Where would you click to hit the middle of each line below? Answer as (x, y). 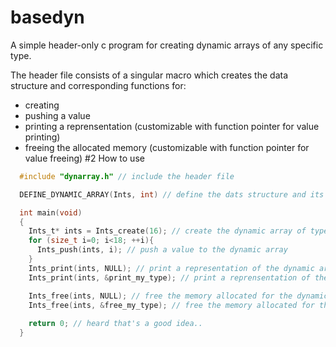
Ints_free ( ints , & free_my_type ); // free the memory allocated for (171, 305)
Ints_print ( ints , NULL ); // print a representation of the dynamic (171, 268)
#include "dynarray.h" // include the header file (127, 176)
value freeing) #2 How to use (84, 158)
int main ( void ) (51, 212)
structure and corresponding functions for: (98, 85)
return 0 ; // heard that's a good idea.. (115, 324)
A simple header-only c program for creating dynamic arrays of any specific (167, 45)
